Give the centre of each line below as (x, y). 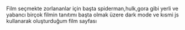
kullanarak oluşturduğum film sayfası (51, 21)
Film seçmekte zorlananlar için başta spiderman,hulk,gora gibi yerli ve (92, 9)
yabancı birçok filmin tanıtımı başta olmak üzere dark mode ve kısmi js (92, 15)
